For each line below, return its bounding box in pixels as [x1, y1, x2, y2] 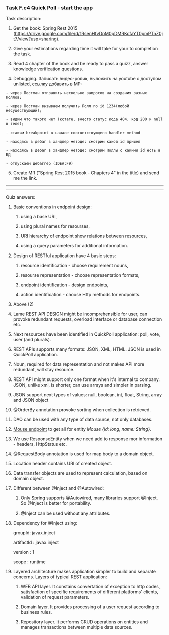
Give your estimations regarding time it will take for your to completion [13, 46, 158, 52]
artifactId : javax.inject [13, 539, 59, 546]
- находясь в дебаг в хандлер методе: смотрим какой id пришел [6, 139, 141, 144]
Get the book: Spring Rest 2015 [13, 25, 78, 31]
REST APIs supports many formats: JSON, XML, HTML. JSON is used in [13, 346, 161, 352]
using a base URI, [20, 214, 57, 220]
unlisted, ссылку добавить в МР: [13, 81, 82, 87]
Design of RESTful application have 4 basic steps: [13, 252, 116, 259]
